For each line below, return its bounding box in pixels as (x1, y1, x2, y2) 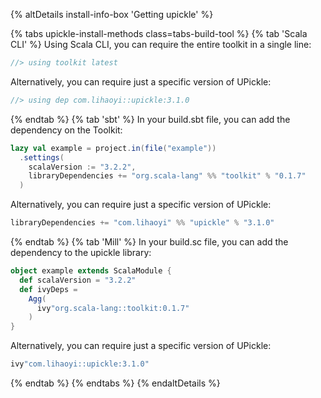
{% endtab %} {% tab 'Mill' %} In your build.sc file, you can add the (10, 236, 289, 248)
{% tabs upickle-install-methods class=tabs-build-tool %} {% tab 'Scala (10, 28, 308, 39)
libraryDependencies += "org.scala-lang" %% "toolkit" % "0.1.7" (28, 171, 307, 181)
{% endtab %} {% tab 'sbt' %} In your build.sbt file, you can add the (10, 113, 291, 125)
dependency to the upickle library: (10, 247, 152, 258)
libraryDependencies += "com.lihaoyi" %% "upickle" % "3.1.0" (10, 218, 275, 228)
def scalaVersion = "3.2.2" (19, 275, 137, 285)
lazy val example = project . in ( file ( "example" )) (10, 143, 217, 153)
